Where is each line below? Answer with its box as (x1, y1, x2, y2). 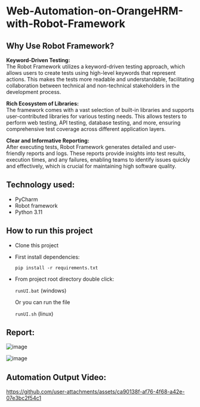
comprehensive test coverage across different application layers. (6, 126, 166, 132)
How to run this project (6, 226, 93, 236)
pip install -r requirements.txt (14, 265, 99, 271)
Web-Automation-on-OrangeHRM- (6, 4, 183, 18)
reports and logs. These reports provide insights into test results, (26, 150, 186, 157)
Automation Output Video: (6, 372, 106, 382)
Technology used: (6, 180, 75, 190)
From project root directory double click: (14, 275, 115, 283)
